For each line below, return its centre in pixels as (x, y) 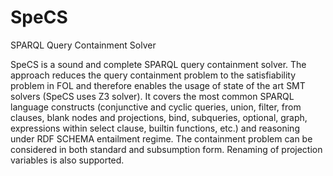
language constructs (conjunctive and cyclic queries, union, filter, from (156, 107)
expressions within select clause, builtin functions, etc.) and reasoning (155, 128)
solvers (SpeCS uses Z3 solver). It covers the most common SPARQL (152, 96)
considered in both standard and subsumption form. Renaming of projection (166, 149)
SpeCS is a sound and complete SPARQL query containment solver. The (158, 64)
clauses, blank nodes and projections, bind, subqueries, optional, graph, (159, 117)
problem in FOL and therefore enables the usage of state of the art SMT (158, 85)
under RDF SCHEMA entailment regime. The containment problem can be (161, 138)
